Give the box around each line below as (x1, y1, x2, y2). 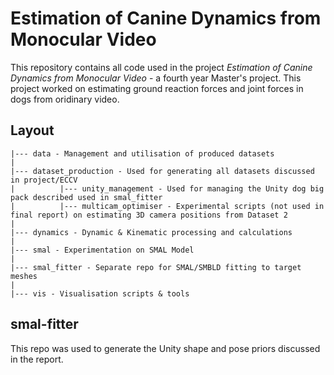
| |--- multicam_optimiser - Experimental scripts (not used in (10, 201, 325, 211)
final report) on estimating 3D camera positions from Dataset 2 (10, 210, 288, 220)
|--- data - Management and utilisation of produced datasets (10, 148, 275, 159)
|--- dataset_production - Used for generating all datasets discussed (10, 166, 315, 176)
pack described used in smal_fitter (10, 192, 163, 202)
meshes (10, 271, 38, 281)
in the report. (10, 353, 64, 365)
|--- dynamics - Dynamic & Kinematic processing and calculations (10, 227, 293, 237)
